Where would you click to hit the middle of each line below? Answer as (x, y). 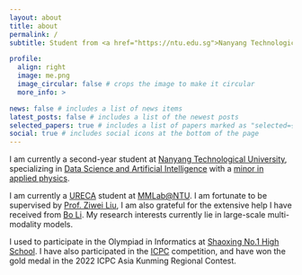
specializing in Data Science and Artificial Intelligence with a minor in (137, 169)
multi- (279, 215)
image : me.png (44, 76)
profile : (26, 59)
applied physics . (40, 178)
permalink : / (34, 34)
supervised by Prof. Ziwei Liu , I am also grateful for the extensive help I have (151, 205)
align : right (42, 67)
